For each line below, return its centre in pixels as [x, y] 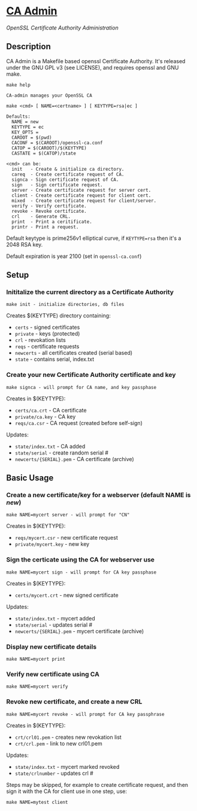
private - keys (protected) [47, 334]
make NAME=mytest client [37, 802]
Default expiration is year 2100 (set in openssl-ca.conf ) [74, 256]
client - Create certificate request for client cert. [81, 195]
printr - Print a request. [45, 227]
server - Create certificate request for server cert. [81, 190]
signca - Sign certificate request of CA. [65, 179]
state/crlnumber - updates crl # [54, 773]
